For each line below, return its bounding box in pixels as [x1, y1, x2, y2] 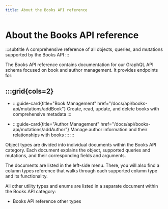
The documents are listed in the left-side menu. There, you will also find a [5, 162, 159, 168]
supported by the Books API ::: [5, 51, 70, 57]
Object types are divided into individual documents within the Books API [5, 142, 157, 148]
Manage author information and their [70, 127, 148, 133]
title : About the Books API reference [5, 7, 88, 13]
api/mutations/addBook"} [12, 106, 66, 112]
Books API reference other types [12, 198, 81, 204]
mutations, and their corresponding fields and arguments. [5, 153, 126, 159]
